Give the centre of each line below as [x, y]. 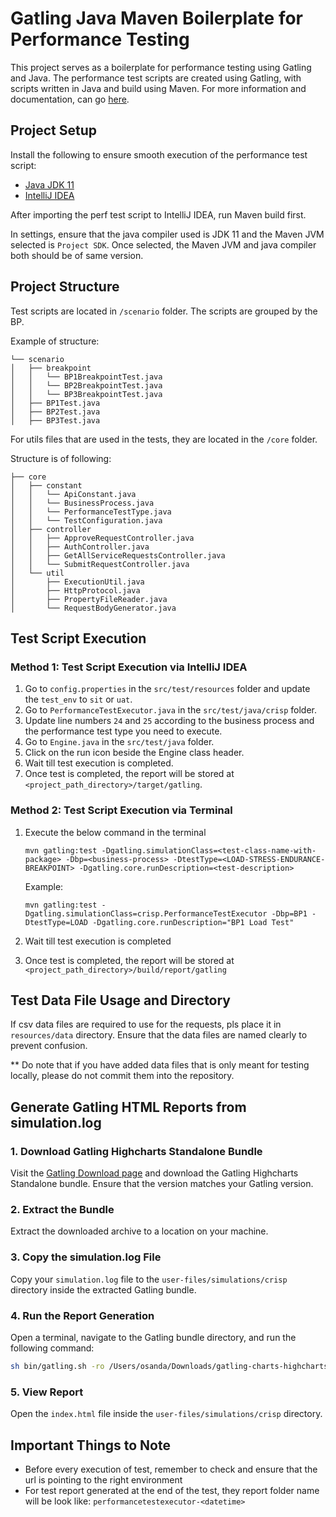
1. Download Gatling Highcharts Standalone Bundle [136, 1151]
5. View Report [47, 1392]
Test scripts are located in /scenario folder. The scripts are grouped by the [164, 311]
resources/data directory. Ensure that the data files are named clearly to [159, 1035]
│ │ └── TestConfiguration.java [86, 520]
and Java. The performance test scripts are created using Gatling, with [156, 78]
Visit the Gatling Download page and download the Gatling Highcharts [154, 1173]
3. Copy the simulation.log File [86, 1257]
